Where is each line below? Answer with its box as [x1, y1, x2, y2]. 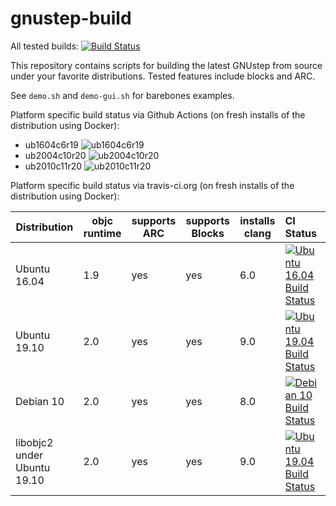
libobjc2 [15, 435, 54, 449]
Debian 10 [15, 394, 65, 408]
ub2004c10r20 [24, 149, 87, 161]
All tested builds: [10, 40, 80, 52]
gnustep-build [10, 7, 132, 30]
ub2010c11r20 [24, 160, 83, 172]
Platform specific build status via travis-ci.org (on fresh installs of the [10, 179, 295, 191]
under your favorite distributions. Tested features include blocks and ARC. [10, 70, 316, 82]
